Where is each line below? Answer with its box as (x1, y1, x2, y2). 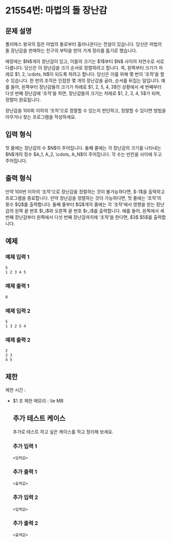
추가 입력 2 (12, 494, 38, 501)
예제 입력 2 (5, 307, 31, 314)
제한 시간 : (5, 387, 26, 393)
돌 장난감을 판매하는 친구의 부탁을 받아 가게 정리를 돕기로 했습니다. (5, 48, 137, 54)
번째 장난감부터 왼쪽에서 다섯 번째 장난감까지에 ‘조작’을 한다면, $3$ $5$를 (5, 214, 153, 220)
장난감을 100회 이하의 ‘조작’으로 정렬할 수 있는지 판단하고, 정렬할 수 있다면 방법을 (5, 108, 166, 113)
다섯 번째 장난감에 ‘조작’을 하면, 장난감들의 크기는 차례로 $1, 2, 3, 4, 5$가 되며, (5, 90, 161, 96)
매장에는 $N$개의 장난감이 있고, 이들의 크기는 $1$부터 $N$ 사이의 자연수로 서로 (5, 58, 164, 64)
